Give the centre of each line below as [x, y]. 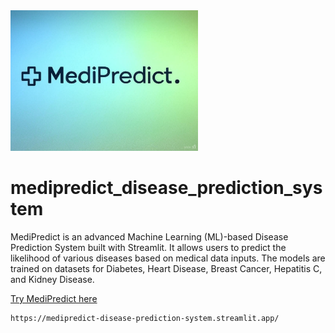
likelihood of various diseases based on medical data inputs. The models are [168, 258]
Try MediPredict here [54, 298]
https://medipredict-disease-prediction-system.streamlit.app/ [145, 318]
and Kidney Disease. [52, 279]
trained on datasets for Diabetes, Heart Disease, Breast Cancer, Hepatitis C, [166, 268]
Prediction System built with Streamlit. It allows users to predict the [148, 247]
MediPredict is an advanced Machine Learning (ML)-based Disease [149, 236]
